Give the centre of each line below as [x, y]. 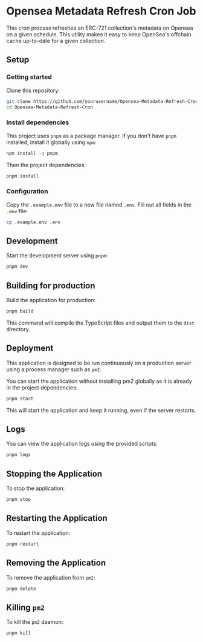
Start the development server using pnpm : [57, 256]
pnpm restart [23, 544]
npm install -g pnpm [32, 153]
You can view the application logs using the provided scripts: [82, 444]
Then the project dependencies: [46, 165]
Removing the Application [56, 563]
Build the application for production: [51, 300]
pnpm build [20, 311]
